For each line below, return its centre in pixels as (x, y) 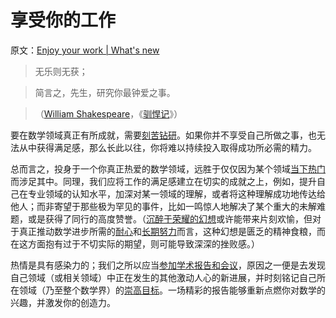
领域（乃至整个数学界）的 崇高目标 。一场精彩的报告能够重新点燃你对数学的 (172, 290)
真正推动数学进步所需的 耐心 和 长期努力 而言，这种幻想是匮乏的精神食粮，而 (172, 231)
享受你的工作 (63, 20)
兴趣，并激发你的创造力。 (63, 302)
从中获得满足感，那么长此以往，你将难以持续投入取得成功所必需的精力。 (167, 147)
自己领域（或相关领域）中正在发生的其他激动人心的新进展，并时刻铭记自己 (163, 277)
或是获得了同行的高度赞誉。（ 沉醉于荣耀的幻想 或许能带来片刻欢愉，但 (170, 218)
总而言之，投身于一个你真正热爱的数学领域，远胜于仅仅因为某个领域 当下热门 (168, 168)
